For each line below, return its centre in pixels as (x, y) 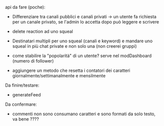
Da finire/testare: (22, 85)
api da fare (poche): (25, 7)
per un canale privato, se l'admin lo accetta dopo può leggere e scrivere (86, 22)
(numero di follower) (33, 61)
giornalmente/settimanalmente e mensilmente (59, 76)
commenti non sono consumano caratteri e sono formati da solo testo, (84, 114)
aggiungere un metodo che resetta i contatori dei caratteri (71, 70)
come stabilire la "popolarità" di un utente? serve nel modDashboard (82, 56)
